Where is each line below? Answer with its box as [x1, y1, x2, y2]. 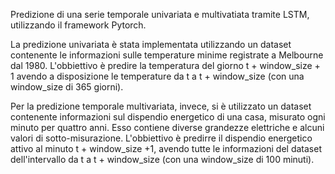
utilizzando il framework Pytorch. [10, 19, 147, 31]
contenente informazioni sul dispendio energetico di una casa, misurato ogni [10, 111, 326, 123]
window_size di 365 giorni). [10, 81, 124, 93]
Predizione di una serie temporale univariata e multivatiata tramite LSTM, [10, 9, 310, 20]
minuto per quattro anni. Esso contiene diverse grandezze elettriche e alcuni [10, 122, 325, 133]
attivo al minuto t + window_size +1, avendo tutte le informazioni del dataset [10, 143, 322, 154]
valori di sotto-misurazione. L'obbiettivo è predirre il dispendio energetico [10, 132, 313, 144]
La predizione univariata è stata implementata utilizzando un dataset [10, 39, 292, 50]
